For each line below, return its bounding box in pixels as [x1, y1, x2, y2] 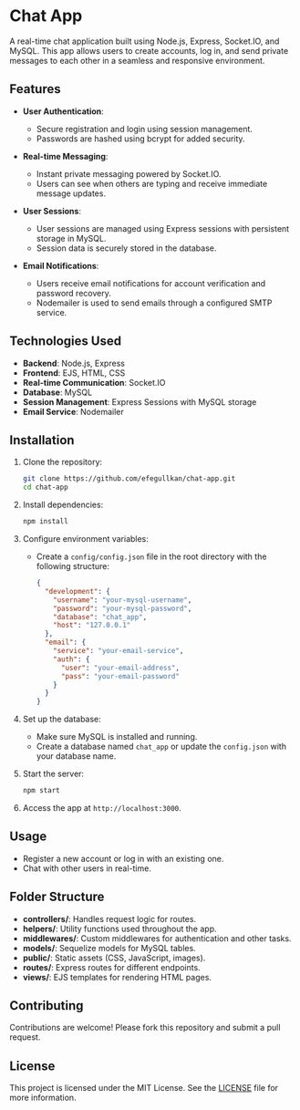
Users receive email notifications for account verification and [36, 277, 266, 288]
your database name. [36, 751, 117, 762]
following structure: [36, 561, 109, 571]
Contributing [9, 998, 84, 1013]
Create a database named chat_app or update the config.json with [36, 741, 287, 752]
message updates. [36, 188, 107, 199]
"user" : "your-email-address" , [60, 663, 181, 672]
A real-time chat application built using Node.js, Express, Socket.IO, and [9, 36, 280, 47]
